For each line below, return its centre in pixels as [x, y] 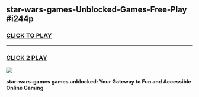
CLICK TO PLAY [29, 36]
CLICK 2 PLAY [27, 58]
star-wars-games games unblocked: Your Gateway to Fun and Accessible [99, 81]
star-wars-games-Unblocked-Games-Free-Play [97, 10]
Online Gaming [25, 88]
